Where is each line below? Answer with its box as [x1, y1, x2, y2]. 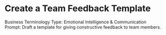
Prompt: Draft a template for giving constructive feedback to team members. [4, 24, 162, 30]
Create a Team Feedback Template [4, 3, 151, 14]
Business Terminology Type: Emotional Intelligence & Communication [4, 19, 147, 25]
